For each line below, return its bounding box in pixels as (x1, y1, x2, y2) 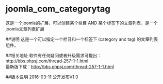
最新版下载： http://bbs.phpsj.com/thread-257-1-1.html (5, 64, 114, 70)
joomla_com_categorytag (5, 3, 111, 14)
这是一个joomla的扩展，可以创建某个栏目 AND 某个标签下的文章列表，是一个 (5, 20, 158, 26)
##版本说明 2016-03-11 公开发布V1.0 (5, 74, 78, 80)
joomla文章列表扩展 (5, 26, 45, 32)
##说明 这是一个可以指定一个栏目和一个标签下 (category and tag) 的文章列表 (5, 36, 158, 42)
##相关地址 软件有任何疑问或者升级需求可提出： (5, 52, 101, 58)
